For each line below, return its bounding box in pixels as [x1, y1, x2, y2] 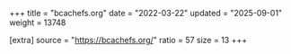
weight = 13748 [9, 17, 66, 28]
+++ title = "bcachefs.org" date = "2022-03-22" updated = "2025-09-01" [9, 8, 283, 18]
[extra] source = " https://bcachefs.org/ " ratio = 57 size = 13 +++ [9, 35, 248, 45]
